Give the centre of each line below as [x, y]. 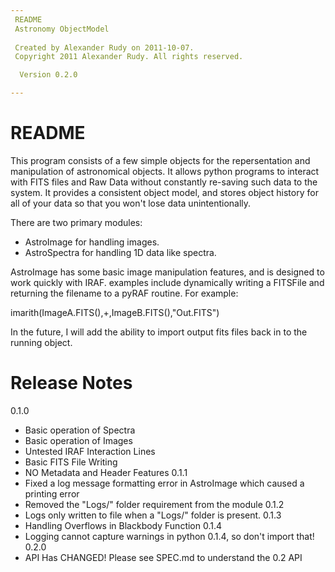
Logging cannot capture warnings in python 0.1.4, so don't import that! [169, 536]
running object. [41, 342]
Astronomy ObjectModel [62, 29]
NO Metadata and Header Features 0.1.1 [106, 472]
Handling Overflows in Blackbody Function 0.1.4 [123, 525]
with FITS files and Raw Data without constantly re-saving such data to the [164, 182]
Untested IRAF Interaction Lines [90, 451]
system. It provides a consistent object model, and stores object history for [164, 192]
